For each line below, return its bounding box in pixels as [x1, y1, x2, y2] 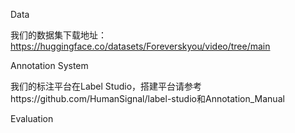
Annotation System [10, 60, 89, 71]
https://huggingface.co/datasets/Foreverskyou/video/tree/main [10, 40, 271, 52]
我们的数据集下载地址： [10, 29, 107, 41]
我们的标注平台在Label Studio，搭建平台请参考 [10, 80, 203, 92]
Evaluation [10, 113, 54, 124]
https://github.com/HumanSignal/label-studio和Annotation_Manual [10, 93, 285, 104]
